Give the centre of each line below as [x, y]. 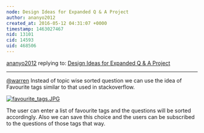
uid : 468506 [21, 46]
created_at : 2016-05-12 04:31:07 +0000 [57, 23]
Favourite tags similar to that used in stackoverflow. [71, 87]
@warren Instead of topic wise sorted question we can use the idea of [94, 80]
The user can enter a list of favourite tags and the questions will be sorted [99, 111]
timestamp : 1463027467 [35, 29]
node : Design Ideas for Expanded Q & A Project [68, 12]
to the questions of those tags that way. [56, 123]
